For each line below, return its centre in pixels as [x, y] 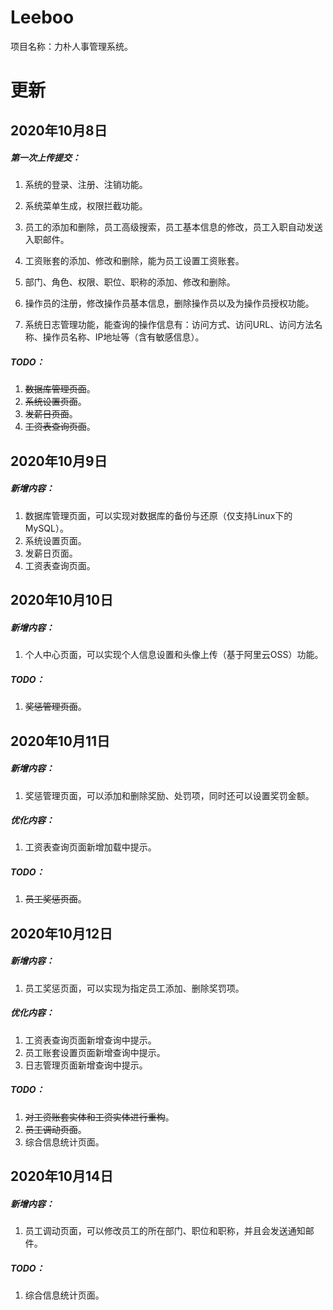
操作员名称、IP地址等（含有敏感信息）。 [123, 337]
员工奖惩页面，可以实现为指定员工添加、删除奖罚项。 [134, 988]
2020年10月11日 [60, 741]
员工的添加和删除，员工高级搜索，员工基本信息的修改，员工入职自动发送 [173, 227]
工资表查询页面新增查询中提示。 [90, 1040]
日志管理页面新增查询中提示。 [86, 1065]
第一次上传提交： [45, 158]
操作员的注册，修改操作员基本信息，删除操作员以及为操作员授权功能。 [169, 303]
